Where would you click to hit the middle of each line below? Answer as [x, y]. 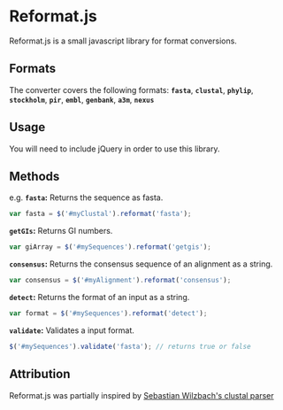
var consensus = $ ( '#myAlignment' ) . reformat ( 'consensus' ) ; [120, 281]
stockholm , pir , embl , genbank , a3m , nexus [82, 99]
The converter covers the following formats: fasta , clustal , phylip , [131, 89]
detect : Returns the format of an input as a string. [99, 297]
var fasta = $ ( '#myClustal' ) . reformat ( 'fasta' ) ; [100, 214]
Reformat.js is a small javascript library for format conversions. [123, 41]
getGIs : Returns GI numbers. [61, 231]
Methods [34, 176]
